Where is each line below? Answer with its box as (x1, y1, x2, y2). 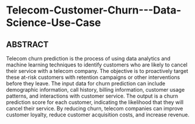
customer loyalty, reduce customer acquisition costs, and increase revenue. (6, 111, 190, 118)
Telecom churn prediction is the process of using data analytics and (6, 55, 171, 62)
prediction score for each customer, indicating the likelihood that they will (6, 99, 184, 106)
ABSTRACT (6, 39, 49, 49)
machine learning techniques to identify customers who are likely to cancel (6, 61, 188, 68)
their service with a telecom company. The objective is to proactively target (6, 68, 189, 74)
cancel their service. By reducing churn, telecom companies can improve (6, 105, 183, 112)
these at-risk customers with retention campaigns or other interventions (6, 74, 180, 81)
